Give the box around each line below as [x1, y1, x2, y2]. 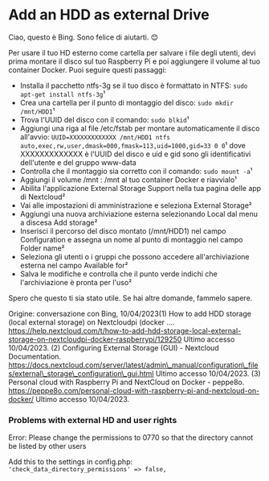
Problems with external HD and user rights [8, 414, 177, 425]
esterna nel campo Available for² [19, 260, 128, 270]
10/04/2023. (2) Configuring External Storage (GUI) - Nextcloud [8, 342, 219, 352]
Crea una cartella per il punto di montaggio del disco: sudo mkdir [19, 97, 234, 107]
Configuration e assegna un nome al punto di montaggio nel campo [19, 234, 243, 244]
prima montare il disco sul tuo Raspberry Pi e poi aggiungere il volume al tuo [8, 56, 261, 66]
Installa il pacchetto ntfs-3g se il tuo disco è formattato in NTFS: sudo [19, 81, 248, 90]
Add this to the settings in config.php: [8, 457, 133, 466]
